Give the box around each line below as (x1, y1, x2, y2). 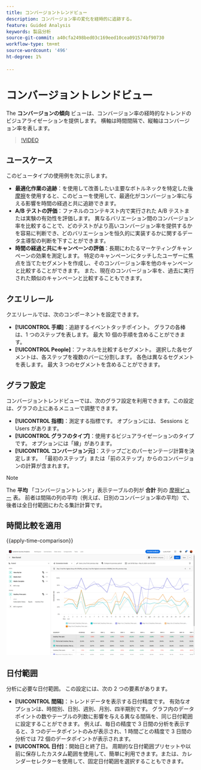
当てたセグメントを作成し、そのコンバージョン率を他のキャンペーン (25, 260, 193, 267)
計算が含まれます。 (25, 462, 73, 469)
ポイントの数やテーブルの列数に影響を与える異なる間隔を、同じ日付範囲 (14, 713, 193, 720)
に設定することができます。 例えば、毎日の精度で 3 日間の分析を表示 (14, 720, 185, 728)
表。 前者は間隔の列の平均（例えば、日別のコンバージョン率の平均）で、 (13, 494, 193, 501)
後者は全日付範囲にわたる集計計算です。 (6, 501, 106, 509)
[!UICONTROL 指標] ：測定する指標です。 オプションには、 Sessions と (14, 418, 190, 424)
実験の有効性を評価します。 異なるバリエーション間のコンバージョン (25, 215, 194, 222)
